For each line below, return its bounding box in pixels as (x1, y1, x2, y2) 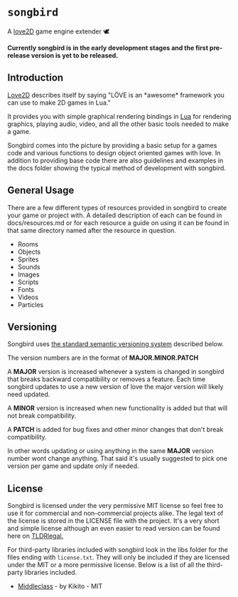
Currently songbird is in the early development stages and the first (7, 43, 208, 52)
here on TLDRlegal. (7, 531, 64, 540)
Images (17, 270, 40, 279)
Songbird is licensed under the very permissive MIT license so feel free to (7, 502, 224, 510)
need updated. (7, 390, 50, 399)
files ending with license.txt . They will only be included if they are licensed (7, 553, 230, 561)
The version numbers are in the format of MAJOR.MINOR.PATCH (7, 353, 199, 362)
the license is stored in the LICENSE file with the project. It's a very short (7, 516, 220, 525)
